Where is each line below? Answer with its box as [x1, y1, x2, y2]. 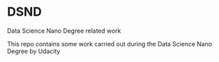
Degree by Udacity [7, 47, 60, 55]
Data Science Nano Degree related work [7, 27, 122, 35]
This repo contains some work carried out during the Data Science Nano [7, 40, 213, 48]
